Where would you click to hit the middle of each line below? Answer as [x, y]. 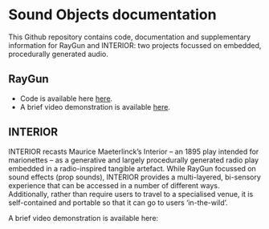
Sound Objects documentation [112, 15]
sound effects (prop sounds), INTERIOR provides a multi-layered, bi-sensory [134, 177]
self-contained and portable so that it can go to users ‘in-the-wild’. [118, 203]
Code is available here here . [66, 98]
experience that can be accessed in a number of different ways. [114, 185]
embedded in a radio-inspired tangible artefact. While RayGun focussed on [132, 168]
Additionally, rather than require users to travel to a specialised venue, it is [131, 194]
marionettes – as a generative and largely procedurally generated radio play [134, 160]
